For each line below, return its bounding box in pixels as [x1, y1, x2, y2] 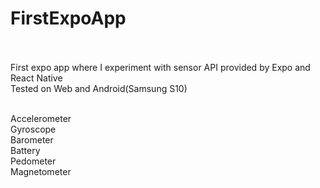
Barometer [10, 133, 54, 146]
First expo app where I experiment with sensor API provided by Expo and [10, 61, 311, 73]
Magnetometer [10, 165, 72, 177]
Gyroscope [10, 123, 57, 135]
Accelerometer [10, 112, 72, 124]
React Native [10, 72, 63, 84]
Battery [10, 144, 41, 156]
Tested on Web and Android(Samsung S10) [10, 82, 188, 94]
